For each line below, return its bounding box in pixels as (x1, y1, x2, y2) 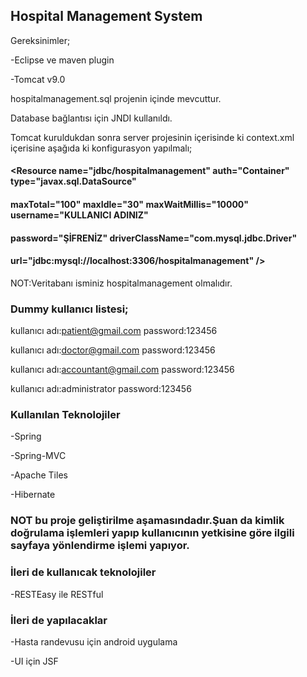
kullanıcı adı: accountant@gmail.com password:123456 (10, 364, 235, 376)
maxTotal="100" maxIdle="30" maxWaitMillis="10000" (10, 199, 250, 210)
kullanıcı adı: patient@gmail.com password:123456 (10, 325, 218, 337)
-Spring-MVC (10, 450, 67, 462)
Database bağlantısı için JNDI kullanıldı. (10, 112, 173, 124)
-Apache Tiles (10, 469, 68, 481)
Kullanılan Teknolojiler (10, 408, 121, 422)
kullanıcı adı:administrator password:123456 (10, 383, 192, 395)
